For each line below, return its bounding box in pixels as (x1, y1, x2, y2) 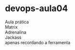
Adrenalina (5, 29, 26, 35)
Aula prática (5, 19, 29, 25)
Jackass (5, 34, 22, 40)
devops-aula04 (5, 3, 68, 14)
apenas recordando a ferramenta (5, 39, 71, 45)
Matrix (5, 24, 18, 30)
